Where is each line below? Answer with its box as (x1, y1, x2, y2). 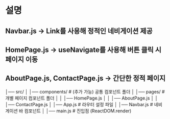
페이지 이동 (5, 55, 38, 64)
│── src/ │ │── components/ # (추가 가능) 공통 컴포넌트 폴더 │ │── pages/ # (5, 88, 165, 94)
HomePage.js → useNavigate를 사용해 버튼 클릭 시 (5, 45, 162, 54)
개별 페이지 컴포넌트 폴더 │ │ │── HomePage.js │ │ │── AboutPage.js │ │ (5, 95, 158, 101)
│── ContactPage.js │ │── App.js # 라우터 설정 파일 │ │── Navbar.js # (5, 101, 153, 107)
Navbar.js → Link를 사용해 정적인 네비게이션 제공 (5, 27, 153, 35)
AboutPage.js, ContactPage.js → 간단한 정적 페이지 (5, 74, 166, 83)
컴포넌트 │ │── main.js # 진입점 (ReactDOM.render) (24, 108, 132, 114)
